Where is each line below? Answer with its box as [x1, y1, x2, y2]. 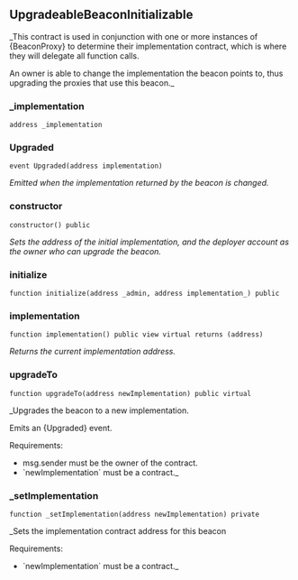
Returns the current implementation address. [9, 346, 176, 357]
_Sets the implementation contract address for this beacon [9, 525, 227, 536]
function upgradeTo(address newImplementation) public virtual [9, 389, 252, 398]
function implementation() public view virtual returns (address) [9, 330, 264, 339]
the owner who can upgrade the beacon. [9, 245, 162, 256]
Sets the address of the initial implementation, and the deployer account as [9, 236, 290, 247]
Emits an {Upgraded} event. [9, 422, 113, 433]
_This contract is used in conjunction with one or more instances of [9, 31, 258, 41]
